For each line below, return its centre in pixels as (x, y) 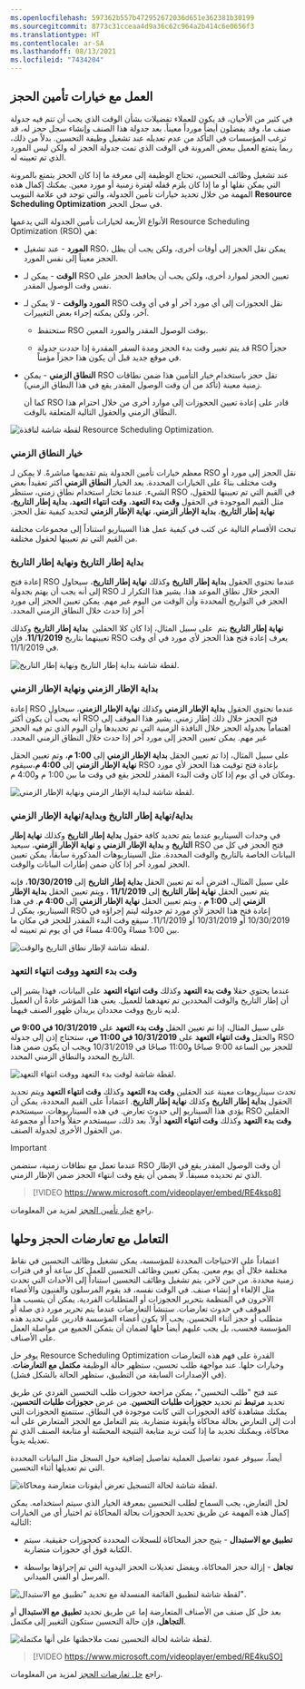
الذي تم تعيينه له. (39, 157)
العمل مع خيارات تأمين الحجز (82, 97)
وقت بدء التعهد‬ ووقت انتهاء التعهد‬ (74, 970)
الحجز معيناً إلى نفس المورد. (71, 258)
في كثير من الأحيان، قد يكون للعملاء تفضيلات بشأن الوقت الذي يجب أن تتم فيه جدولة (152, 118)
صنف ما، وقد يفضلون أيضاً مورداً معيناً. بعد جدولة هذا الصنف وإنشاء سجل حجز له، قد (151, 128)
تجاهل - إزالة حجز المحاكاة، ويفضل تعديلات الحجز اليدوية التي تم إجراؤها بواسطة (158, 1567)
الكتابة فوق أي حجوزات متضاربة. (78, 1549)
